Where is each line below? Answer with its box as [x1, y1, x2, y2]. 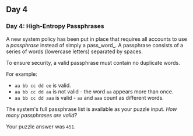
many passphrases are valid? [6, 111, 78, 118]
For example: [6, 70, 38, 78]
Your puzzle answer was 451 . [6, 123, 76, 130]
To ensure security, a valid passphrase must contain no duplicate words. [6, 59, 180, 66]
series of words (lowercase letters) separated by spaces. [6, 48, 143, 55]
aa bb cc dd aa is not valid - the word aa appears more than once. [14, 88, 174, 95]
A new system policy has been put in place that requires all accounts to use [6, 35, 188, 43]
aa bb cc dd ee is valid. [14, 82, 71, 89]
